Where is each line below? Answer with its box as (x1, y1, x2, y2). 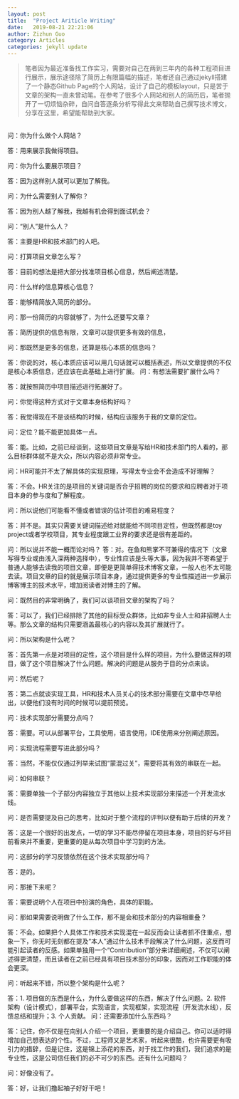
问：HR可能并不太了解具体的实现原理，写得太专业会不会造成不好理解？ (7, 467, 216, 475)
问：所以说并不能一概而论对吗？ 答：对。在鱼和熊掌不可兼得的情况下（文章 (7, 546, 228, 553)
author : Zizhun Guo (7, 30, 65, 38)
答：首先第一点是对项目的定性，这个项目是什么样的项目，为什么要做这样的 (7, 650, 225, 659)
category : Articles (7, 37, 65, 44)
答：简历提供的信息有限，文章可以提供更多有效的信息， (7, 328, 169, 336)
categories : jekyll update (7, 43, 87, 51)
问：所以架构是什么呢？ (7, 635, 76, 643)
